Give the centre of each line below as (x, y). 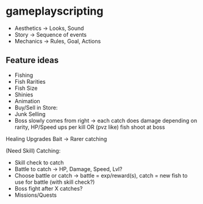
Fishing (24, 75)
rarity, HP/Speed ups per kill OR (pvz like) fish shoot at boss (90, 127)
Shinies (24, 94)
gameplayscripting (55, 11)
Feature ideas (32, 60)
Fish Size (26, 88)
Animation (27, 101)
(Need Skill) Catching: (33, 150)
